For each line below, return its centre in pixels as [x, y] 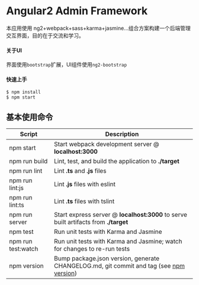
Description [122, 134]
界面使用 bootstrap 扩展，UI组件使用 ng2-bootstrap [67, 65]
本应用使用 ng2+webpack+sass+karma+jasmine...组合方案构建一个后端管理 [98, 28]
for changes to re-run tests [92, 249]
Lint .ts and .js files [80, 171]
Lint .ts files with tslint [84, 201]
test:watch [24, 249]
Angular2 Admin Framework [77, 11]
